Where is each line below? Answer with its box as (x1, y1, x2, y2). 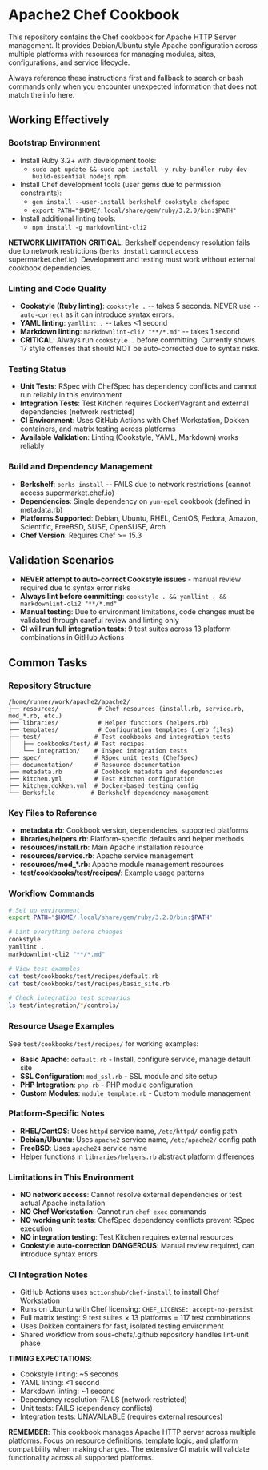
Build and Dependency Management (8, 461, 154, 473)
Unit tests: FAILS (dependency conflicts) (19, 1404, 154, 1413)
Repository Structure (8, 680, 92, 691)
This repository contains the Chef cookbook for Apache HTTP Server (8, 32, 237, 42)
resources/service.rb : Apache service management (19, 851, 194, 861)
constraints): (19, 188, 62, 198)
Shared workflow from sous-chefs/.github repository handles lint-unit (19, 1330, 250, 1340)
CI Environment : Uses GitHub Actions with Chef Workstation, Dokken (19, 416, 250, 425)
